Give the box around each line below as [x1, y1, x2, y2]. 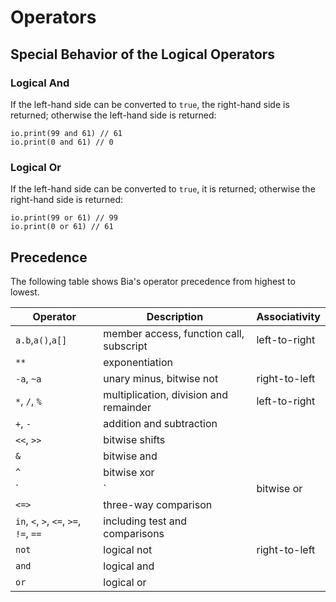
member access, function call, [103, 326, 245, 340]
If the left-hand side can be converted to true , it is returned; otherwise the [10, 183, 316, 195]
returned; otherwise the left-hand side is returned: [10, 109, 217, 121]
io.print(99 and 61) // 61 [10, 128, 123, 138]
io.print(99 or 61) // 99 [10, 213, 118, 223]
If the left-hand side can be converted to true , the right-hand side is [10, 98, 290, 110]
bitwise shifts [103, 432, 166, 446]
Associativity [256, 309, 321, 323]
